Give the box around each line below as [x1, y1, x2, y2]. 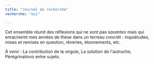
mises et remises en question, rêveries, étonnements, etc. [5, 39, 121, 45]
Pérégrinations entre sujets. [5, 53, 60, 59]
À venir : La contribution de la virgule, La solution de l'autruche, [5, 49, 132, 54]
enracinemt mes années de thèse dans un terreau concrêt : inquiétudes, [5, 34, 150, 40]
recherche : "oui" [5, 12, 40, 16]
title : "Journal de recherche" [5, 7, 68, 12]
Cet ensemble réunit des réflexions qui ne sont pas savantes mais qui [5, 29, 144, 35]
